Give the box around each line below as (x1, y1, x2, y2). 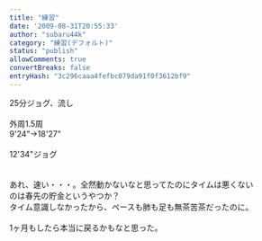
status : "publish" (9, 47, 78, 56)
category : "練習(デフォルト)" (9, 38, 113, 48)
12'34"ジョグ (9, 148, 58, 159)
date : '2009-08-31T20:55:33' (9, 22, 119, 31)
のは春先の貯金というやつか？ (9, 190, 120, 201)
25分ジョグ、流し (9, 97, 74, 108)
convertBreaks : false (9, 64, 91, 73)
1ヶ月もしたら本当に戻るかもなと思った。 (9, 222, 163, 233)
